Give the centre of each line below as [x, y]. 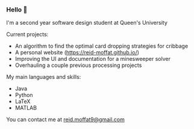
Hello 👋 [17, 10]
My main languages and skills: [44, 77]
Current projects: [27, 34]
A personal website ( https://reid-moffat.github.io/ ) [77, 52]
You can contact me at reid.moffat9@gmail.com [65, 119]
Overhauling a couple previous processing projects [78, 65]
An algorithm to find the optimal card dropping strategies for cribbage [102, 46]
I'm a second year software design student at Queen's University [87, 23]
